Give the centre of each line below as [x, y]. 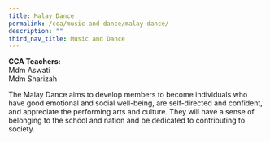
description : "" [36, 31]
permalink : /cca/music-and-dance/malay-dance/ [89, 24]
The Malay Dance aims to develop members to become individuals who [128, 95]
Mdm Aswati [29, 71]
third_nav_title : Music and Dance [67, 39]
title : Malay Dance [41, 16]
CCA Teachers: [35, 62]
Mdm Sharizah [33, 79]
